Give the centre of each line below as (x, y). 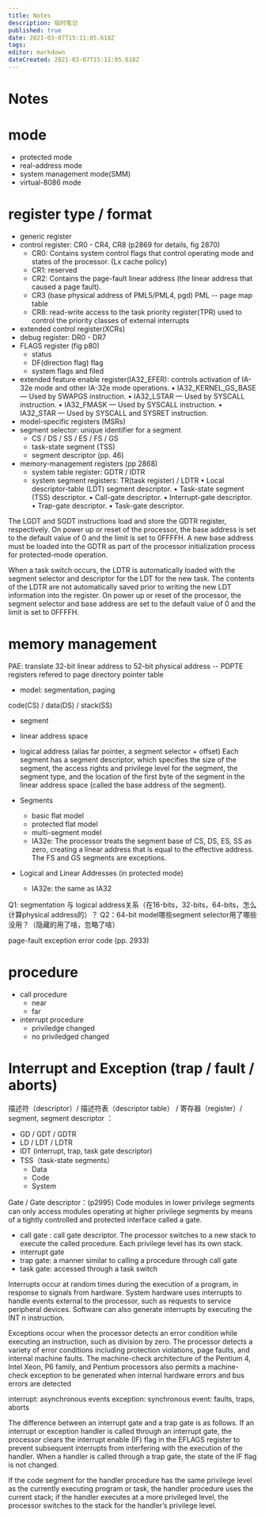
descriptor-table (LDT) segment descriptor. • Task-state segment (138, 489)
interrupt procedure (52, 1020)
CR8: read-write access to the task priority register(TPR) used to (137, 312)
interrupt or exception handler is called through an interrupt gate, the (120, 1431)
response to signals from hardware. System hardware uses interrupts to (125, 1292)
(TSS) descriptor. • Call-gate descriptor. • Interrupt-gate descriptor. (142, 497)
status (42, 354)
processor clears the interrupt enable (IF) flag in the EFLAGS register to (124, 1440)
